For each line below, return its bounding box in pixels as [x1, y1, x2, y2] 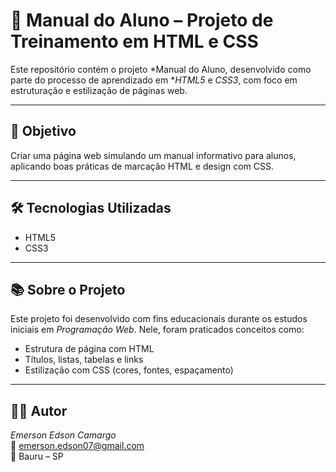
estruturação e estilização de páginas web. [10, 84, 188, 96]
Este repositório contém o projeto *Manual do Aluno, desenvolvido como [10, 63, 312, 75]
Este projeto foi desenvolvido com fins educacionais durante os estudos [10, 313, 308, 325]
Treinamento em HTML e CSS [10, 30, 259, 53]
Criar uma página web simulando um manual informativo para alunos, [10, 149, 297, 161]
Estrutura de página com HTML [24, 343, 155, 355]
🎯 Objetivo [10, 123, 77, 140]
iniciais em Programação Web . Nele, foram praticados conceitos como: [10, 324, 305, 336]
